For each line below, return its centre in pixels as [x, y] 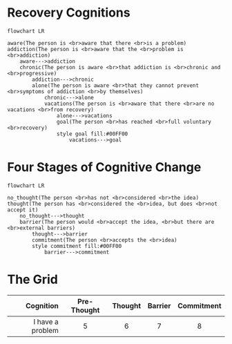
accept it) [23, 210]
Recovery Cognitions [69, 13]
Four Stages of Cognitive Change [104, 168]
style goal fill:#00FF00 [92, 134]
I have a [46, 321]
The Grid [33, 279]
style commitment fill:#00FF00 [77, 246]
